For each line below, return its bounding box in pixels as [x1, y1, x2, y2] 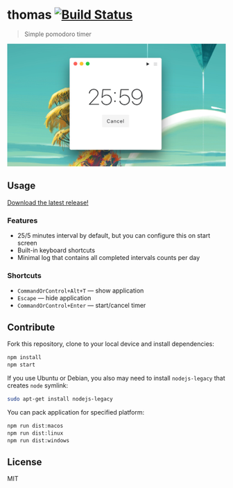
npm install [7, 354, 42, 361]
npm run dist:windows [7, 437, 70, 444]
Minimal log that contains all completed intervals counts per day [17, 254, 200, 262]
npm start [7, 361, 36, 369]
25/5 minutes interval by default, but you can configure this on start [17, 232, 211, 240]
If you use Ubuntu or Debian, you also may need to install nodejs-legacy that [7, 374, 225, 382]
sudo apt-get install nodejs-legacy [7, 395, 113, 402]
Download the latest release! [7, 198, 89, 207]
